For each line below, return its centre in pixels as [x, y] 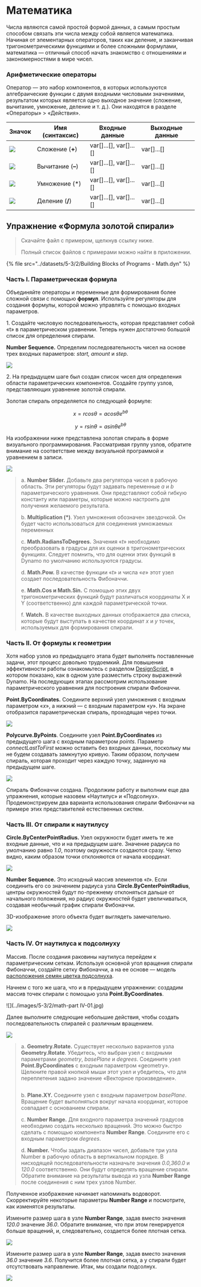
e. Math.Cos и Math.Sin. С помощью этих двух [81, 590]
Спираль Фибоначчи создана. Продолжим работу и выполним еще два [98, 790]
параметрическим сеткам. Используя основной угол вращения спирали [100, 963]
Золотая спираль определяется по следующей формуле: [79, 401]
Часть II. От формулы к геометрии [59, 643]
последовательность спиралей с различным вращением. [80, 1023]
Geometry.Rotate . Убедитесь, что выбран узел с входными [96, 1052]
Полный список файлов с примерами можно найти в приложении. [106, 252]
